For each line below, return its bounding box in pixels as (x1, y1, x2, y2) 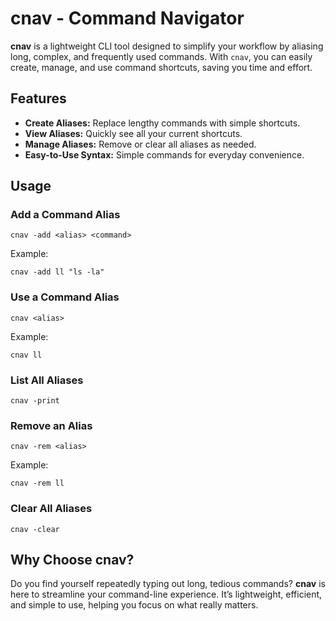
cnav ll (10, 350, 43, 360)
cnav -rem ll (10, 478, 65, 489)
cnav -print (10, 396, 60, 406)
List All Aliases (10, 373, 84, 387)
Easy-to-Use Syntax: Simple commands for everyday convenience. (24, 148, 305, 161)
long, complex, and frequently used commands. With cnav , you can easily (10, 50, 313, 62)
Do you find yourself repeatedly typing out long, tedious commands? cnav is (10, 578, 326, 590)
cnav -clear (10, 524, 60, 534)
